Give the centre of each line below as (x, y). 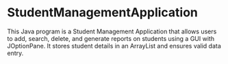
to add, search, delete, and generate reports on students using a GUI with (111, 38)
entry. (15, 53)
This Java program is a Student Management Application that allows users (112, 31)
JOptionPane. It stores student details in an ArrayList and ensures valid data (114, 46)
